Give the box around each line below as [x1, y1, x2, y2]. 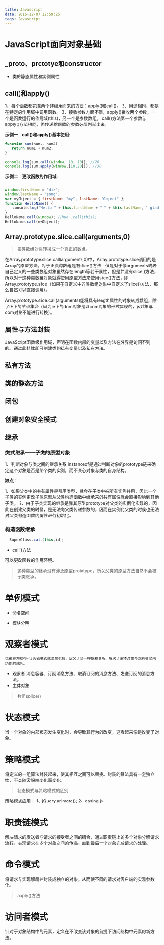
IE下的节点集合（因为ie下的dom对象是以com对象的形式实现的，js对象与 [9, 304, 153, 309]
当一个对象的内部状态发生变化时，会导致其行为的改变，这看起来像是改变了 [5, 729, 155, 735]
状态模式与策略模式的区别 [17, 788, 69, 794]
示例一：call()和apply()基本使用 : [5, 132, 71, 138]
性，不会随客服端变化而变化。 [5, 777, 65, 783]
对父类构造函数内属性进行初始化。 [5, 513, 74, 518]
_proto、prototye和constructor [5, 60, 102, 68]
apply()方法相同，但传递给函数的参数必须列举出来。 [5, 122, 109, 127]
